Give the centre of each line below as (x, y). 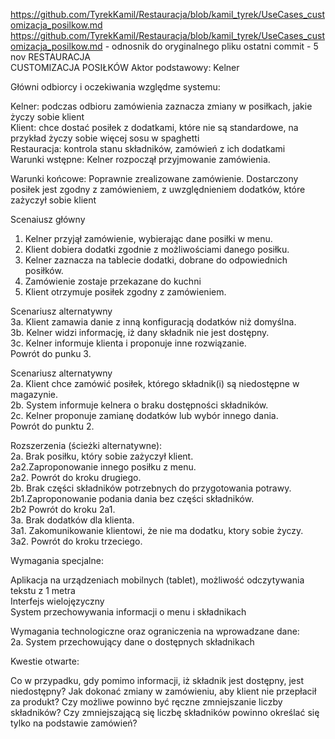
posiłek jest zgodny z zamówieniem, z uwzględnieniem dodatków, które (158, 189)
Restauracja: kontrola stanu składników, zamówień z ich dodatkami (148, 148)
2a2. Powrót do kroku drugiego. (76, 477)
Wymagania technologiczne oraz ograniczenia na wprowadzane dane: (155, 631)
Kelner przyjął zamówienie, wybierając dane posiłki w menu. (148, 238)
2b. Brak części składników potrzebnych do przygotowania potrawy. (151, 488)
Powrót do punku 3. (51, 353)
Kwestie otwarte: (45, 661)
